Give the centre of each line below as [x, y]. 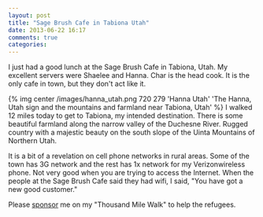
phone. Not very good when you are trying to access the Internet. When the [131, 173]
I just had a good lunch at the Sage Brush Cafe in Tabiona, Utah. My [118, 67]
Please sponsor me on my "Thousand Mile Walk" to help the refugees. [122, 204]
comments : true [33, 37]
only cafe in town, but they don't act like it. [77, 84]
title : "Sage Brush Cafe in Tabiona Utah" [79, 23]
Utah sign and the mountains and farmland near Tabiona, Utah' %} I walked [130, 108]
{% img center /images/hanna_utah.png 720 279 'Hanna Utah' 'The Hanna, [130, 99]
